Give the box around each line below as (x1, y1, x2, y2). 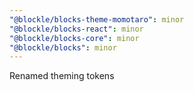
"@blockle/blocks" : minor (9, 42, 117, 53)
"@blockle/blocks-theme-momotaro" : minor (9, 14, 185, 25)
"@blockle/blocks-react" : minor (9, 24, 144, 34)
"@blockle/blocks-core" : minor (9, 33, 140, 43)
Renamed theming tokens (9, 70, 115, 82)
